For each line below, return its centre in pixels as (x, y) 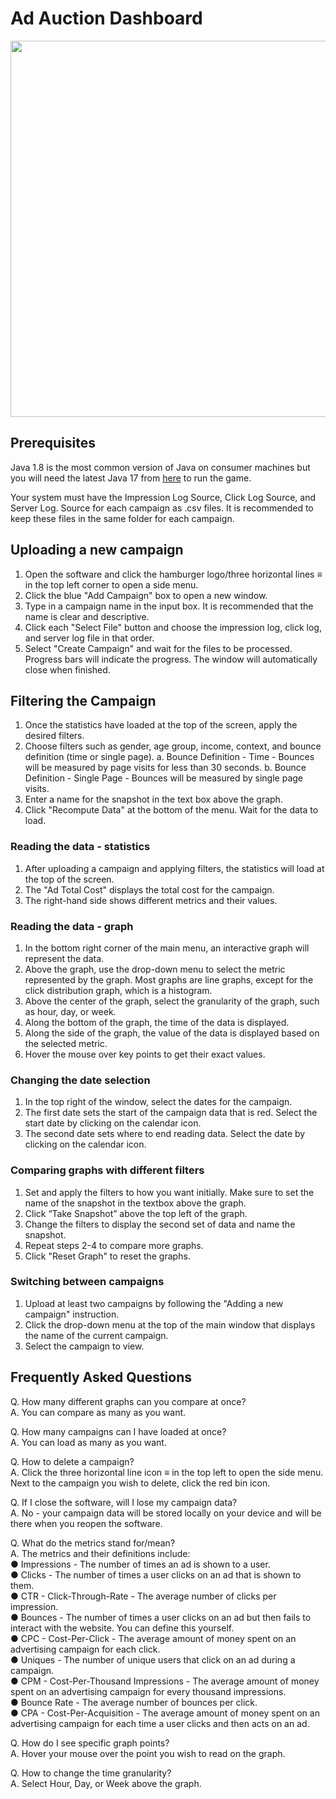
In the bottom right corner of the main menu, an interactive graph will (167, 948)
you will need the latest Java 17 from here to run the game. (131, 478)
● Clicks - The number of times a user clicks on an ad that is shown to (156, 1574)
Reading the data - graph (72, 926)
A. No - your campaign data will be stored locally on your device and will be (166, 1513)
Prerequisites (53, 443)
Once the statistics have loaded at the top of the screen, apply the (161, 725)
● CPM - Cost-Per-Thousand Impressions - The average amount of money (165, 1681)
